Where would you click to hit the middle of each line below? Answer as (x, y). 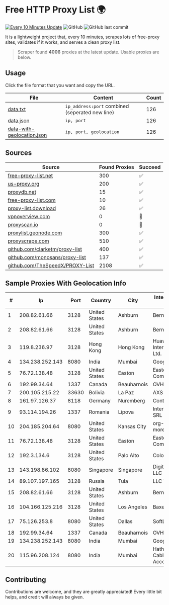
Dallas (125, 522)
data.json (19, 120)
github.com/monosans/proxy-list (47, 257)
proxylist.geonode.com (35, 233)
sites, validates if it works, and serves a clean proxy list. (63, 42)
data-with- (21, 129)
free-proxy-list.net (30, 176)
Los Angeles (133, 507)
